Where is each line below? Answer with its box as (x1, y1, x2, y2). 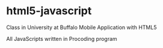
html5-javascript (6, 4, 92, 18)
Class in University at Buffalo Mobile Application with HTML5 (6, 24, 157, 31)
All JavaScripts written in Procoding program (6, 35, 117, 42)
